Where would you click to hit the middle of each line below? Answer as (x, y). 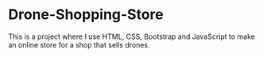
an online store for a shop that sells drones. (79, 44)
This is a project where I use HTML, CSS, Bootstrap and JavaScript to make (132, 36)
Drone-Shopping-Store (86, 15)
